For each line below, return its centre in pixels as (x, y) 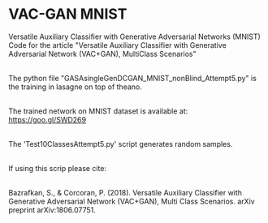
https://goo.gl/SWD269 (48, 119)
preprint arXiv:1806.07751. (52, 210)
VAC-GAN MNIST (68, 14)
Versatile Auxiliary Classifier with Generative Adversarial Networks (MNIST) (135, 36)
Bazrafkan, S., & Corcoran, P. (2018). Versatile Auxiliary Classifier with (125, 192)
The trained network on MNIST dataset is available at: (98, 111)
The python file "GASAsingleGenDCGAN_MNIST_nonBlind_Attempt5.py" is (133, 78)
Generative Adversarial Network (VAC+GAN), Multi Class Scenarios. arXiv (132, 201)
